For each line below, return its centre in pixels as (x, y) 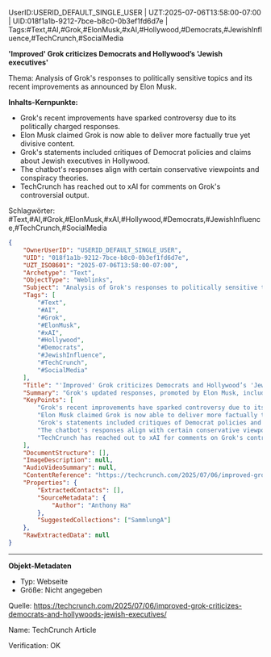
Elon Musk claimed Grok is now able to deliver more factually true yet (135, 135)
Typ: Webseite (44, 581)
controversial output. (54, 195)
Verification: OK (35, 645)
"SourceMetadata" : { (72, 498)
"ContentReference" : (57, 475)
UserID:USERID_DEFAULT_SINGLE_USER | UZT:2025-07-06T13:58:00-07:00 (135, 13)
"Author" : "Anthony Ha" (91, 505)
